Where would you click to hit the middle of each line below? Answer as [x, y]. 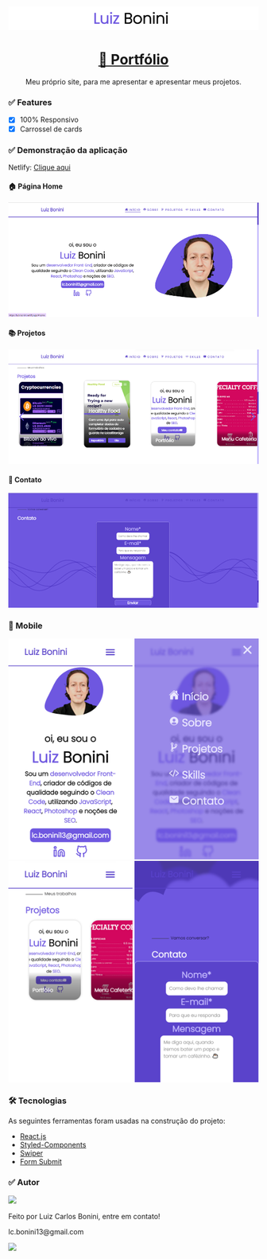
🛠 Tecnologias [38, 1101]
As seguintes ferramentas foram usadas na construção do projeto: [117, 1121]
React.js [33, 1136]
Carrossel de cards [51, 129]
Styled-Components [53, 1145]
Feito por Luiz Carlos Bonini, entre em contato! [84, 1216]
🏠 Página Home [36, 186]
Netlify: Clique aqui [40, 167]
